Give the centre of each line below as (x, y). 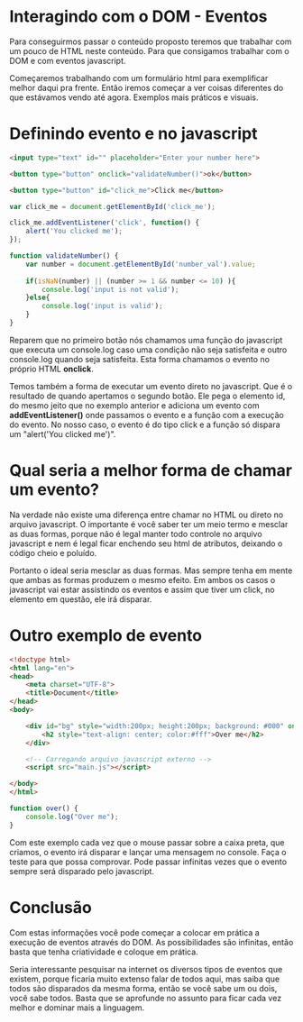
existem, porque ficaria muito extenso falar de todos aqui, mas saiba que (145, 979)
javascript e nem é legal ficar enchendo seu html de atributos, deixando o (146, 543)
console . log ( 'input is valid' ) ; (103, 306)
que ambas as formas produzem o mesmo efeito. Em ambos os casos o (142, 579)
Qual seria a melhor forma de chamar (151, 471)
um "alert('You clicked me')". (63, 433)
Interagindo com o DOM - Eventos (138, 17)
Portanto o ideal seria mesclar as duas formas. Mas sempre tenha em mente (151, 570)
